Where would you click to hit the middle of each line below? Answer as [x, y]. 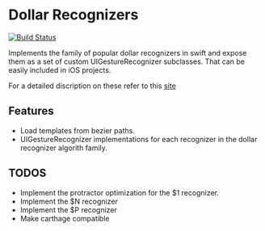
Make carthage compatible [65, 218]
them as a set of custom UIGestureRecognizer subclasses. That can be [126, 61]
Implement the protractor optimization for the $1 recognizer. [120, 192]
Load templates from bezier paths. [77, 130]
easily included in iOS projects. [60, 69]
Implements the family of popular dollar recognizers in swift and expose [128, 52]
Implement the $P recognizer [68, 210]
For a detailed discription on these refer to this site [92, 86]
